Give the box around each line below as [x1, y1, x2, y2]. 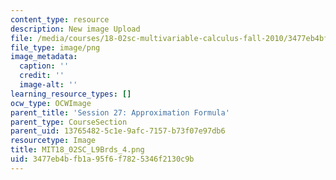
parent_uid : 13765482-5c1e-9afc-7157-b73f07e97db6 [10, 126, 226, 136]
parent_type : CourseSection [10, 117, 128, 127]
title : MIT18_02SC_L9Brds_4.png [10, 145, 145, 155]
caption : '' [19, 61, 70, 71]
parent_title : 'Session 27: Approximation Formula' [10, 107, 230, 118]
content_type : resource [10, 14, 110, 25]
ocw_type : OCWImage [10, 98, 92, 108]
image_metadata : [10, 52, 78, 62]
